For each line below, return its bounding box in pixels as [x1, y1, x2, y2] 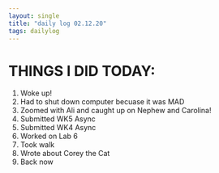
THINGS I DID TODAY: [8, 61, 156, 80]
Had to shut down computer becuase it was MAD [19, 97, 185, 107]
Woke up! [19, 88, 53, 98]
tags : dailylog [8, 27, 60, 35]
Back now [19, 157, 54, 167]
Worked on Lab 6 [19, 131, 79, 141]
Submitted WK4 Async [19, 123, 97, 133]
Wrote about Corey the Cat [19, 149, 110, 158]
